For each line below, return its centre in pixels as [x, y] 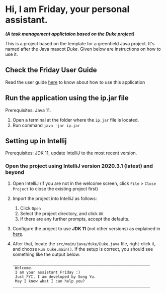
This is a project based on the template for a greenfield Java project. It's [80, 43]
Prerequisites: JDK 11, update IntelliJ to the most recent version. [71, 153]
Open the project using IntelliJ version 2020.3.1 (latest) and [79, 166]
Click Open [30, 208]
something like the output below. [46, 254]
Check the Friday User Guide [51, 70]
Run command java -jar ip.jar [46, 125]
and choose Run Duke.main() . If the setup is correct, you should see [83, 249]
